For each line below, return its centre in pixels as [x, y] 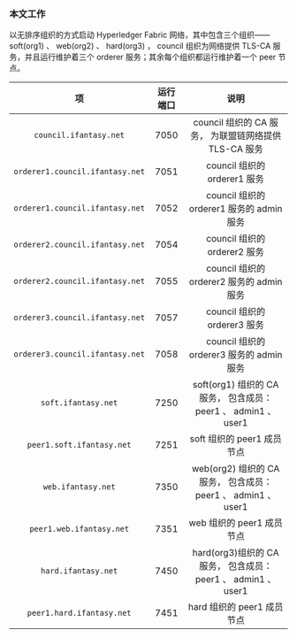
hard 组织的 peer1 [226, 607]
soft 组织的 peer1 [226, 439]
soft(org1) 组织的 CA [236, 385]
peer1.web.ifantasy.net [80, 529]
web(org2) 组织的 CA [236, 469]
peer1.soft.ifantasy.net [79, 445]
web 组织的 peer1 [226, 523]
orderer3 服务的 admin [236, 355]
